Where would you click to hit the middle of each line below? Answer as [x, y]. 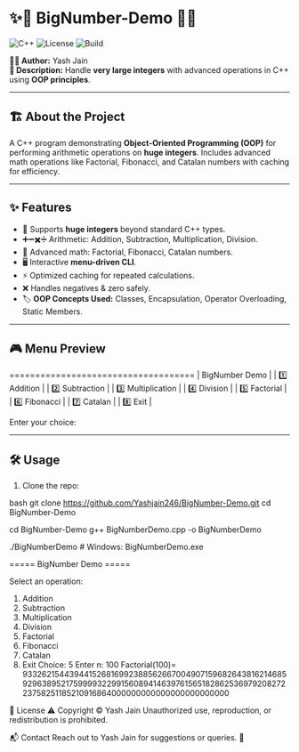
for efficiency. [35, 171]
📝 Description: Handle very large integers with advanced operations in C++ [149, 69]
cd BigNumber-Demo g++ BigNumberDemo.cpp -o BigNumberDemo [136, 530]
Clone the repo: [51, 486]
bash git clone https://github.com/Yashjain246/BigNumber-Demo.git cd [140, 503]
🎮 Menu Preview [58, 348]
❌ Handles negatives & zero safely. [86, 287]
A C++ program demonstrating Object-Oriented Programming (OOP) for [143, 142]
